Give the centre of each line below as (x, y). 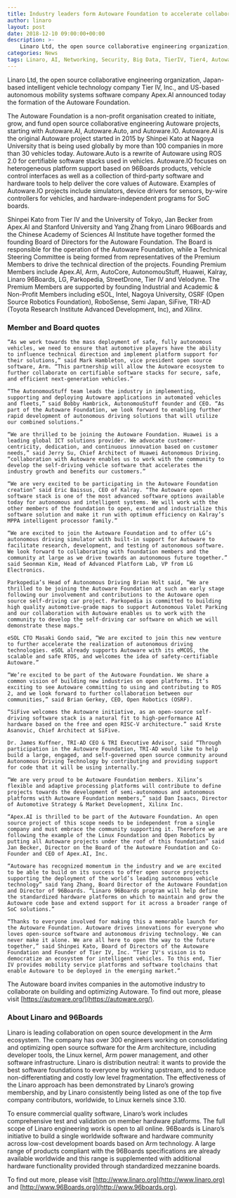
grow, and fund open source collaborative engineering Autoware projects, (114, 123)
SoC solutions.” (31, 910)
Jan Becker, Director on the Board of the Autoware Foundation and (108, 848)
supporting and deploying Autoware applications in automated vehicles (114, 398)
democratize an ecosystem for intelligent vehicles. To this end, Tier (114, 959)
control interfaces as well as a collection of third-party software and (106, 175)
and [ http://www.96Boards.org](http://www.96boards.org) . (92, 1187)
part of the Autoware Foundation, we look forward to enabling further (114, 410)
